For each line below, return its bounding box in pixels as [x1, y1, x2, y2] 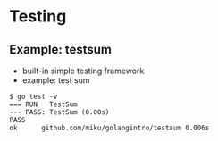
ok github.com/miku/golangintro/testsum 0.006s [9, 123, 210, 132]
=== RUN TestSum [9, 100, 78, 109]
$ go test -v [9, 92, 58, 101]
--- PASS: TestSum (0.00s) [9, 108, 110, 117]
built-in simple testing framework [21, 65, 145, 76]
